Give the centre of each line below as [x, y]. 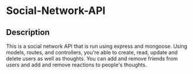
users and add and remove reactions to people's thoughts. [77, 65]
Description [28, 32]
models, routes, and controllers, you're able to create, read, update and [92, 52]
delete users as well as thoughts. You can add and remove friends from [92, 59]
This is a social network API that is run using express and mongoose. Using [97, 46]
